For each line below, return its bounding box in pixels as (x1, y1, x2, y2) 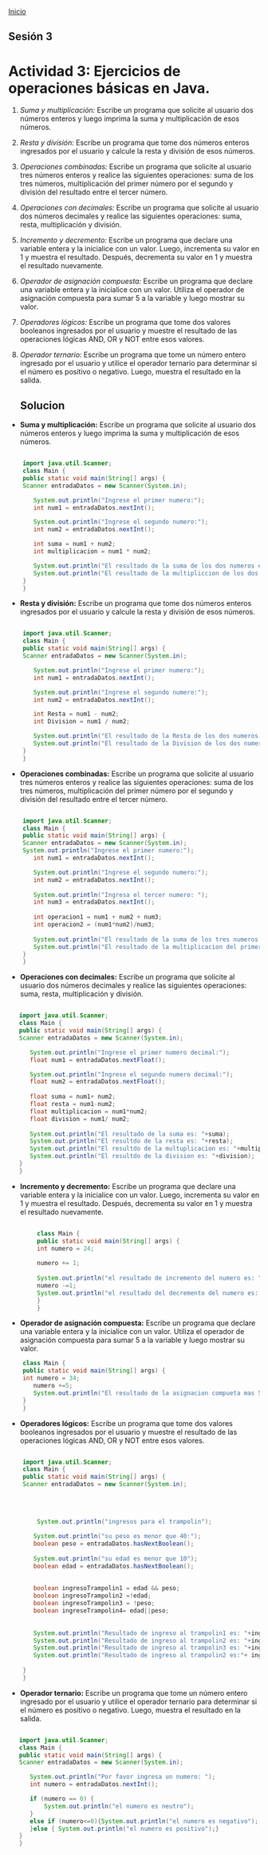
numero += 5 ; (33, 1382, 73, 1390)
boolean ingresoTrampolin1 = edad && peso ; (33, 1585, 180, 1593)
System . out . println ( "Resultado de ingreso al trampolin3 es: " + (33, 1644, 251, 1652)
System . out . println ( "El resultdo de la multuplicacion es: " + (29, 1144, 241, 1153)
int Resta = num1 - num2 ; (33, 710, 120, 719)
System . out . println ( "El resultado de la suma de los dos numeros (33, 562, 255, 570)
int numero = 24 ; (37, 1244, 94, 1252)
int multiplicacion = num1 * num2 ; (33, 547, 152, 555)
